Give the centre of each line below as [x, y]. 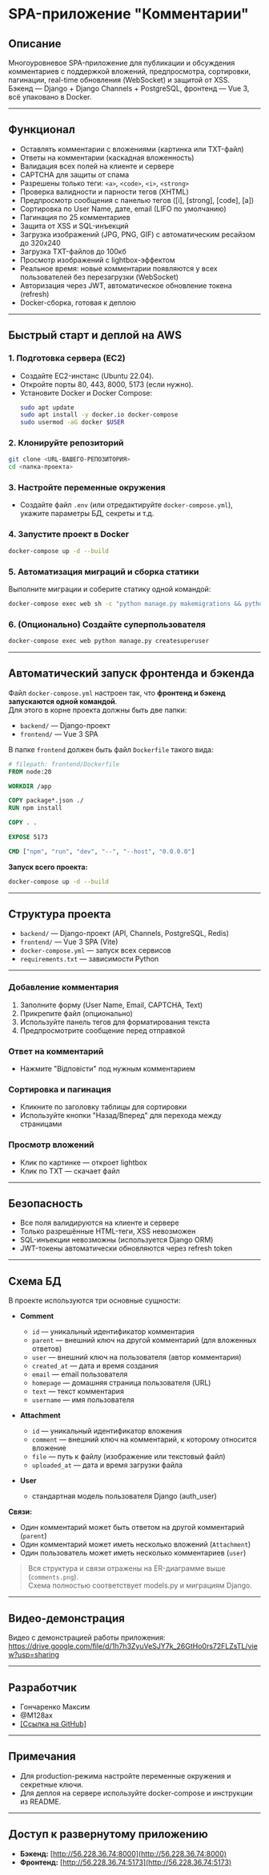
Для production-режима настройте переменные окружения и [125, 1775]
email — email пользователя [80, 1374]
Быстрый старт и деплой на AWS [95, 335]
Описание [35, 44]
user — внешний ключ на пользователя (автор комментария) [137, 1357]
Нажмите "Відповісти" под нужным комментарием [108, 1069]
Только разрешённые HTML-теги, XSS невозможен [108, 1231]
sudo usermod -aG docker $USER [72, 422]
